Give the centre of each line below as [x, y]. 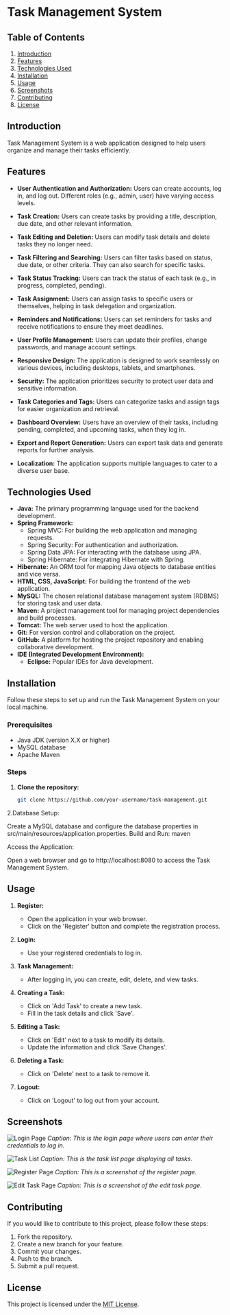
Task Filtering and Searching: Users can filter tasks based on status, [115, 257]
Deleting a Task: [40, 1060]
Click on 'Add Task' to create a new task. [85, 1005]
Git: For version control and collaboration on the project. [96, 633]
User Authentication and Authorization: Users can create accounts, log [119, 188]
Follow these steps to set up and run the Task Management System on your [114, 700]
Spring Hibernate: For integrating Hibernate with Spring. [106, 559]
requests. [41, 538]
